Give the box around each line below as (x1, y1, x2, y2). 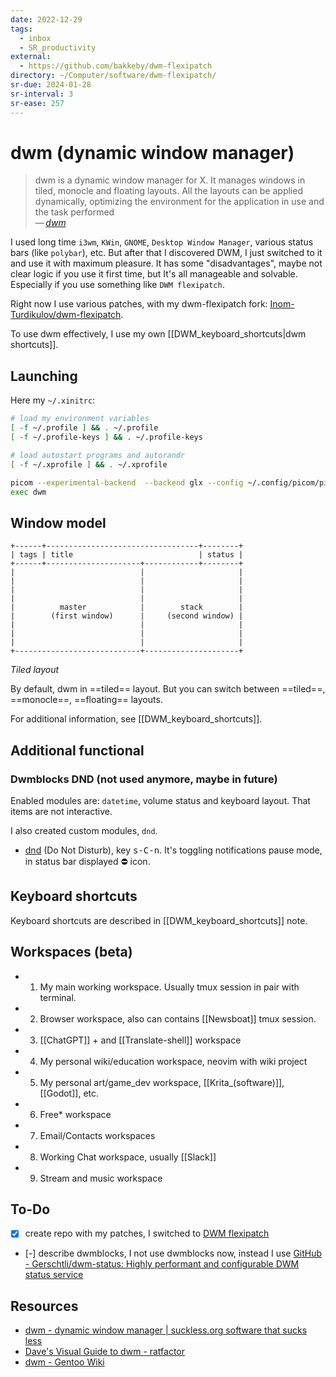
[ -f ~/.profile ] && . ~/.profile (10, 423, 159, 433)
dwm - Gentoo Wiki (24, 1356, 105, 1368)
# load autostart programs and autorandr (10, 450, 186, 460)
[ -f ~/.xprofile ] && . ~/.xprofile (10, 459, 168, 470)
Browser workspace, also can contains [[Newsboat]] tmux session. (39, 1012, 317, 1025)
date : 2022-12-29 (10, 14, 83, 25)
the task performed (34, 206, 115, 218)
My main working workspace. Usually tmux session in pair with (39, 981, 300, 993)
